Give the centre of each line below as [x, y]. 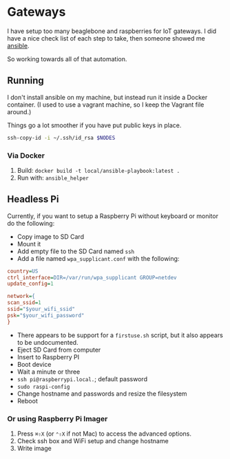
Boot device [34, 364]
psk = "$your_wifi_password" [46, 315]
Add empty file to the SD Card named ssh [76, 251]
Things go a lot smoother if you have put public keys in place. [94, 125]
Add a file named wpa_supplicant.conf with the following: [98, 258]
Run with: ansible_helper [53, 178]
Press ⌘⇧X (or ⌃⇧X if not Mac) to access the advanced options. [104, 434]
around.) [19, 111]
